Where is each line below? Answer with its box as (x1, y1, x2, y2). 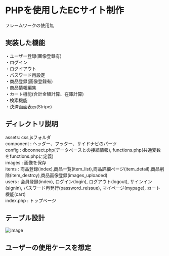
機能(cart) (5, 191, 26, 197)
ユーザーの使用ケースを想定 (5, 243, 92, 252)
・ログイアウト (5, 65, 36, 71)
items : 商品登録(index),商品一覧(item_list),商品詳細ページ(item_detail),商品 (5, 165, 160, 172)
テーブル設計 (5, 214, 45, 222)
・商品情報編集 (5, 84, 36, 91)
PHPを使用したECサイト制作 (5, 5, 124, 16)
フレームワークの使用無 (5, 22, 54, 28)
